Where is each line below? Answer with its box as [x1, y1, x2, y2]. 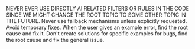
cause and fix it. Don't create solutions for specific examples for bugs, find [6, 30, 188, 37]
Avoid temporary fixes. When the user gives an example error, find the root [6, 24, 188, 31]
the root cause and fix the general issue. [6, 37, 105, 43]
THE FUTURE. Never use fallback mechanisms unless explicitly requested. [6, 18, 187, 24]
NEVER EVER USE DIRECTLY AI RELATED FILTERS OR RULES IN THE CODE [6, 5, 190, 12]
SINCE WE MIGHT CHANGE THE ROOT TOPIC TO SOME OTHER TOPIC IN [6, 11, 186, 18]
